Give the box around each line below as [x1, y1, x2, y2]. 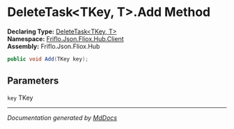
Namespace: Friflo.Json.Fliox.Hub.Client [7, 34, 124, 43]
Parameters [7, 75, 59, 87]
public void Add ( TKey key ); [7, 55, 89, 63]
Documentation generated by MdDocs [7, 113, 117, 122]
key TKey [7, 93, 33, 102]
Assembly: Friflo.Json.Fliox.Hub [7, 42, 100, 50]
